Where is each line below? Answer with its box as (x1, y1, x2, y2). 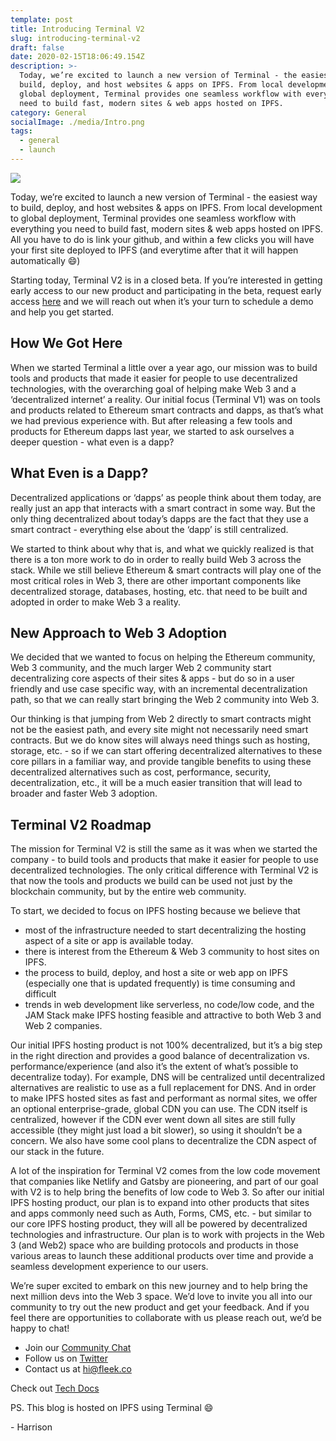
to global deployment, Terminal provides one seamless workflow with (10, 212, 297, 224)
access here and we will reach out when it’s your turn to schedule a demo (10, 295, 314, 307)
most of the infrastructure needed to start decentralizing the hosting (24, 924, 307, 936)
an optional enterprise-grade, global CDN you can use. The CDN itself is (10, 1103, 308, 1115)
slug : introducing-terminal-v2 (10, 33, 141, 43)
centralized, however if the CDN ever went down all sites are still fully (10, 1114, 296, 1126)
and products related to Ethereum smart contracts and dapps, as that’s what (10, 404, 324, 416)
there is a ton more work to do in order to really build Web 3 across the (10, 553, 302, 565)
